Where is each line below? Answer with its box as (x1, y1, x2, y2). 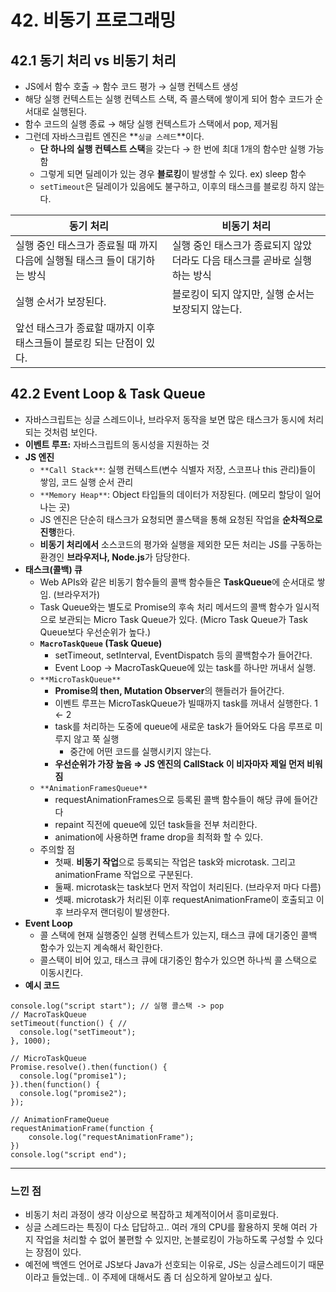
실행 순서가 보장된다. (15, 295, 107, 308)
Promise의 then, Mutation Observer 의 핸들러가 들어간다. (54, 684, 285, 696)
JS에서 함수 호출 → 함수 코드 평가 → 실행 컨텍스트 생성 (24, 81, 239, 92)
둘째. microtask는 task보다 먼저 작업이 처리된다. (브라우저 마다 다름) (54, 881, 322, 893)
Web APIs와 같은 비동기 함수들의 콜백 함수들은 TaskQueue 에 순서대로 (39, 576, 315, 588)
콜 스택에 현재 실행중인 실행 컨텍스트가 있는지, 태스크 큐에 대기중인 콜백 (39, 929, 318, 941)
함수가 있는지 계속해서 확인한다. (39, 941, 163, 953)
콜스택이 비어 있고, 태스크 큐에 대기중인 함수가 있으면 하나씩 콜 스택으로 (39, 954, 318, 966)
